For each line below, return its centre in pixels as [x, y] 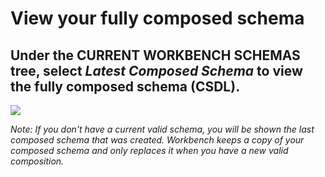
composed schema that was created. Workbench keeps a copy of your [157, 140]
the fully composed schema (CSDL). [125, 86]
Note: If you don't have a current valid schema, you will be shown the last [162, 129]
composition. [37, 161]
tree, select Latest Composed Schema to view [156, 70]
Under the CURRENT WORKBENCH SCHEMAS [155, 55]
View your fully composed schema [157, 18]
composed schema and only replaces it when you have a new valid [149, 150]
